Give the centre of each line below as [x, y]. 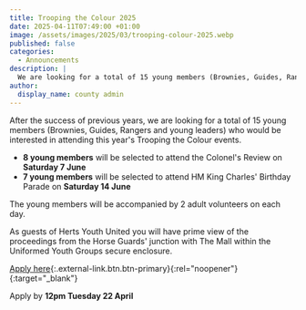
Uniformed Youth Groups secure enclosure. [91, 251]
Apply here [30, 268]
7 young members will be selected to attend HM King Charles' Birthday [157, 176]
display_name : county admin [71, 94]
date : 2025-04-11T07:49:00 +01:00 [75, 26]
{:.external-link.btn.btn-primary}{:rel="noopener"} [144, 268]
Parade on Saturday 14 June [76, 186]
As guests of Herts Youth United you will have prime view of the [129, 231]
